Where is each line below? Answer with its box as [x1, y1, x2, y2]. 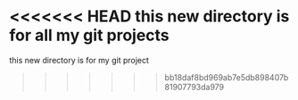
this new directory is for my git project [9, 54, 150, 65]
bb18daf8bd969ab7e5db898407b [164, 71, 289, 82]
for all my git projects [9, 25, 170, 46]
